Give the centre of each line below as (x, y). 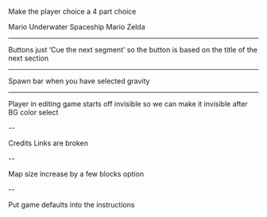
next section (29, 58)
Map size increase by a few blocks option (76, 174)
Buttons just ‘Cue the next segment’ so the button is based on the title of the (133, 50)
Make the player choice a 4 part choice (72, 12)
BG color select (33, 112)
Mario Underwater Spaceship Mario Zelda (77, 27)
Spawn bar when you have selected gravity (79, 81)
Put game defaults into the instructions (72, 205)
